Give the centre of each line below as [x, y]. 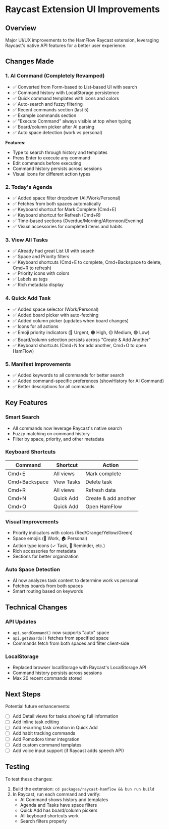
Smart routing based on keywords [48, 591]
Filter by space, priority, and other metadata [58, 439]
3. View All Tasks [26, 240]
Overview [21, 28]
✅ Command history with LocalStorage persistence [66, 93]
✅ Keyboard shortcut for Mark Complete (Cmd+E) [65, 209]
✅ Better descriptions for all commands [53, 386]
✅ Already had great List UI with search [53, 251]
